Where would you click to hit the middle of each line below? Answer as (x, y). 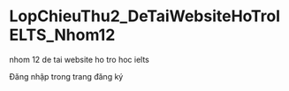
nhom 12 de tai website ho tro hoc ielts (80, 59)
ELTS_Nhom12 (62, 35)
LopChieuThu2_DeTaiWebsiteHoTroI (145, 16)
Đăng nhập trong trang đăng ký (66, 76)
